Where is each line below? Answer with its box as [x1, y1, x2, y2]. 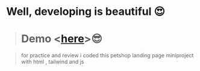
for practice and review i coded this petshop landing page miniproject [20, 52, 194, 59]
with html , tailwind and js [20, 58, 84, 66]
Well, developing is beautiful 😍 [6, 5, 166, 18]
